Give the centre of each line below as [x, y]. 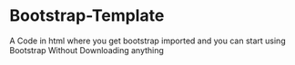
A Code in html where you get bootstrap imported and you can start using [147, 41]
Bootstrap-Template [87, 16]
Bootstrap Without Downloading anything [86, 50]
